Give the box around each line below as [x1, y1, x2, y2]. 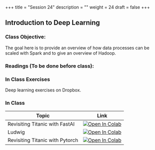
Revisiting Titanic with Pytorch [7, 137, 78, 144]
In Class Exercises [5, 75, 51, 82]
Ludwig [7, 129, 25, 136]
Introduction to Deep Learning [5, 18, 100, 27]
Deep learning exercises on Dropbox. [5, 87, 81, 93]
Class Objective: [5, 33, 46, 40]
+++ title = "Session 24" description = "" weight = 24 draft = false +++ [5, 4, 150, 10]
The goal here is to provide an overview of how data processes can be [5, 45, 150, 51]
